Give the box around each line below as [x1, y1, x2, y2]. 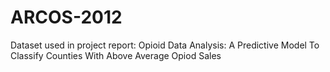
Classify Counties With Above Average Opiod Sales [10, 49, 222, 61]
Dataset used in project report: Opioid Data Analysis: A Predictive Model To [10, 39, 320, 51]
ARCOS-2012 [10, 6, 123, 29]
